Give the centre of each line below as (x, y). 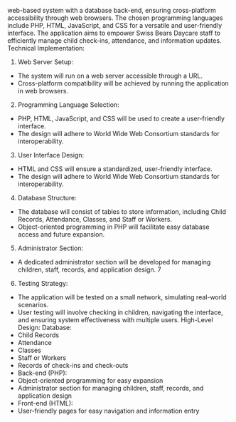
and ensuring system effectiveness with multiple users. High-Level (115, 320)
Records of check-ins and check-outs (73, 365)
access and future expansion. (61, 234)
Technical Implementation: (46, 48)
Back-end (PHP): (42, 373)
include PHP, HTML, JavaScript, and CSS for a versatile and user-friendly (115, 25)
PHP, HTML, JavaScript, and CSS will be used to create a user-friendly (121, 118)
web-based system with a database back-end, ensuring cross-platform (112, 10)
